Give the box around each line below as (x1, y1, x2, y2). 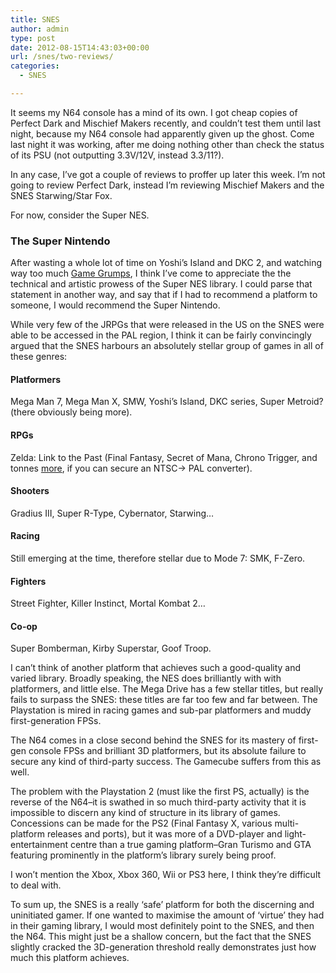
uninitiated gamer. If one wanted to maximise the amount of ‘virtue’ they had (10, 909, 325, 921)
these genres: (10, 351, 68, 363)
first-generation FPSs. (10, 715, 102, 727)
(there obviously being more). (10, 406, 133, 418)
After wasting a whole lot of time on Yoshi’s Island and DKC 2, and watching (10, 257, 323, 269)
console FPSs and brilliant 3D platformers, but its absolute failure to (28, 745, 307, 757)
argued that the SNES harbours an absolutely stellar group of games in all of (10, 340, 324, 352)
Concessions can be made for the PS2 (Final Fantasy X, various (10, 817, 273, 830)
